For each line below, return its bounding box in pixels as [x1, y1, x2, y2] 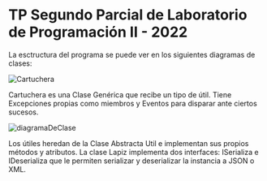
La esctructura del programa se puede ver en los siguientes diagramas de [8, 50, 256, 59]
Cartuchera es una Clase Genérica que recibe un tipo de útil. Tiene [8, 89, 232, 99]
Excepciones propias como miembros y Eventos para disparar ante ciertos [8, 98, 257, 108]
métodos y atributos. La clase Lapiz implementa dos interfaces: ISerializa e [8, 147, 259, 157]
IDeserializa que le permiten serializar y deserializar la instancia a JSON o [8, 156, 255, 166]
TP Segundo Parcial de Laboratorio [8, 6, 248, 24]
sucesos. [8, 107, 39, 117]
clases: [8, 58, 32, 68]
